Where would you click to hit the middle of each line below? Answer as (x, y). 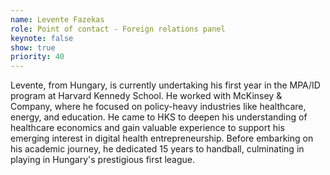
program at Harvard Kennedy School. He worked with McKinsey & (146, 96)
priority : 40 (37, 57)
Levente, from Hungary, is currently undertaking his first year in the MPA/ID (165, 85)
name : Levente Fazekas (57, 19)
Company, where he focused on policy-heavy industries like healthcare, (158, 107)
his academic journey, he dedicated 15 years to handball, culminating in (157, 149)
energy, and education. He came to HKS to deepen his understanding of (159, 117)
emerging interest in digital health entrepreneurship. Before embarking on (162, 138)
